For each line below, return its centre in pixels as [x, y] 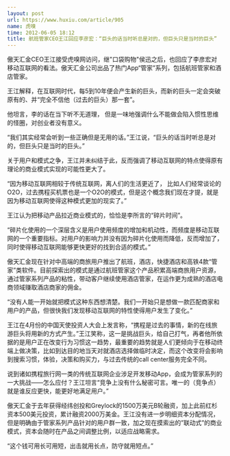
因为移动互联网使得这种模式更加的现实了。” [67, 201]
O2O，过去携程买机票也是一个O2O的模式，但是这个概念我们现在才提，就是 [113, 192]
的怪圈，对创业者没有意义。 [46, 123]
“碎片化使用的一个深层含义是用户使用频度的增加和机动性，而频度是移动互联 [114, 230]
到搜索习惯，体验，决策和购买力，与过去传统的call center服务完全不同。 [109, 359]
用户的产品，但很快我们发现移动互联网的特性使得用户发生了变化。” [100, 311]
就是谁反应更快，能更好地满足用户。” [58, 391]
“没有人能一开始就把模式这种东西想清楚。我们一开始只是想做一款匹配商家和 [114, 302]
